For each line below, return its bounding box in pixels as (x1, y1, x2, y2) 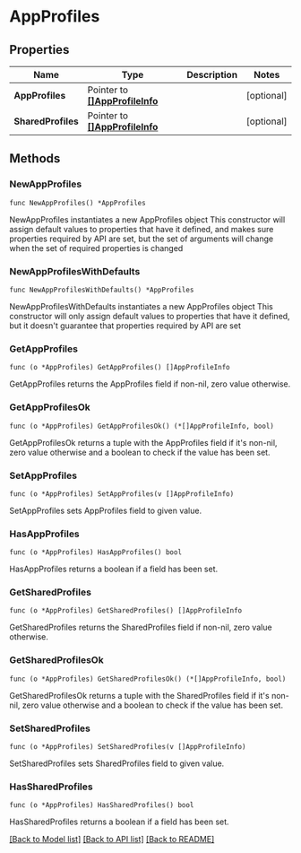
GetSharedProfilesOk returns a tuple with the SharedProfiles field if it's (9, 690, 271, 701)
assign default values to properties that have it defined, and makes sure (9, 223, 274, 234)
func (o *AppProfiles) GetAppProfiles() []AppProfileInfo (9, 363, 230, 372)
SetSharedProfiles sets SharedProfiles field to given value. (9, 758, 225, 769)
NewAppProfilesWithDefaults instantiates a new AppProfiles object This (9, 300, 273, 311)
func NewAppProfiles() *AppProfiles (9, 198, 146, 207)
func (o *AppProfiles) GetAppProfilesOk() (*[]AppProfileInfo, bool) (9, 422, 275, 431)
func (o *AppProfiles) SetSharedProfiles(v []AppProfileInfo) (9, 743, 246, 752)
